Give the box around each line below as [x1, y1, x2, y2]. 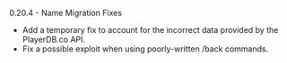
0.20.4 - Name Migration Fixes [9, 8, 123, 18]
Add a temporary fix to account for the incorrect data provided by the [22, 25, 279, 35]
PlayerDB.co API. [22, 35, 86, 44]
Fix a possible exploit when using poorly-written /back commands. [22, 43, 269, 54]
